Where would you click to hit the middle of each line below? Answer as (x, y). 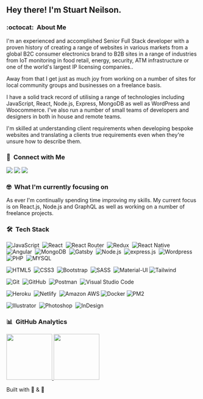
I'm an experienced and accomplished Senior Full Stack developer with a (98, 41)
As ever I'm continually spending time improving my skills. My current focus (101, 200)
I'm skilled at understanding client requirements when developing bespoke (100, 128)
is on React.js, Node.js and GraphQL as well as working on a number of (95, 207)
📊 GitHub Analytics (37, 321)
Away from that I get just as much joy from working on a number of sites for (101, 78)
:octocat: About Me (37, 27)
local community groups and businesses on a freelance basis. (84, 85)
